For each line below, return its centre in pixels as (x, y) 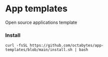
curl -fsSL (16, 46)
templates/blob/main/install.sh (39, 50)
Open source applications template (41, 22)
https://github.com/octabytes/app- (67, 46)
